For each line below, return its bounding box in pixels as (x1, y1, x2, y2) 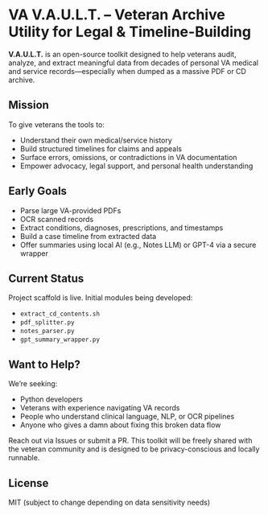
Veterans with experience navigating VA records (19, 403, 180, 413)
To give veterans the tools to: (8, 119, 105, 130)
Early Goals (8, 184, 67, 198)
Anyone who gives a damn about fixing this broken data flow (19, 420, 221, 430)
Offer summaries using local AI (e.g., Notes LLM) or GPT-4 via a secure (19, 240, 257, 249)
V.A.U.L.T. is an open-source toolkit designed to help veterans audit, (8, 49, 237, 59)
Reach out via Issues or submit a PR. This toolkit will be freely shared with (8, 436, 253, 446)
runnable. (8, 453, 40, 463)
